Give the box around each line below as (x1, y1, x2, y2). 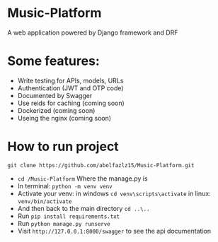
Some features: (7, 53, 101, 69)
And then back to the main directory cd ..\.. (17, 204, 150, 212)
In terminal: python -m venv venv (17, 181, 113, 190)
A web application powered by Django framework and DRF (7, 28, 178, 37)
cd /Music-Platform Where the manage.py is (17, 174, 148, 183)
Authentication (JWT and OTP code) (17, 83, 124, 92)
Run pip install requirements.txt (17, 212, 120, 220)
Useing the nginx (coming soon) (17, 114, 112, 122)
